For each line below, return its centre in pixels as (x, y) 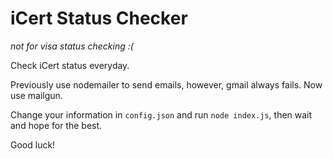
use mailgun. (36, 95)
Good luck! (33, 144)
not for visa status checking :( (72, 46)
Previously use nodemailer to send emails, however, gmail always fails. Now (166, 84)
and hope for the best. (56, 125)
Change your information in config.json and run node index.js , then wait (161, 114)
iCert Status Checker (99, 18)
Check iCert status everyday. (70, 65)
